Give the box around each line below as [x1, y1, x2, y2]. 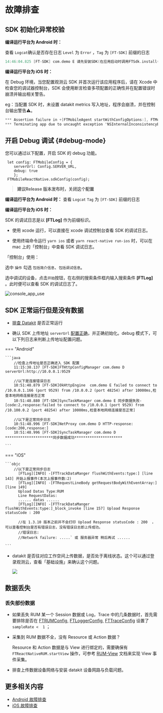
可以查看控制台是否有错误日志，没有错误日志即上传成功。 [5, 525, 103, 530]
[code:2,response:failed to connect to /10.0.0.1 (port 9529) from [5, 402, 145, 408]
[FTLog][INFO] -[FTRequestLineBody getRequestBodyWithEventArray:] [17, 480, 158, 486]
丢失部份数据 [5, 600, 35, 606]
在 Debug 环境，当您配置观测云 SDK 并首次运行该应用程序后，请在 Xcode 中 [5, 79, 158, 85]
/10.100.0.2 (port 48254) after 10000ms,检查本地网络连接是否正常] [5, 408, 136, 413]
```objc [5, 462, 21, 467]
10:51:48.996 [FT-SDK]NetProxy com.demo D [14, 421, 101, 426]
